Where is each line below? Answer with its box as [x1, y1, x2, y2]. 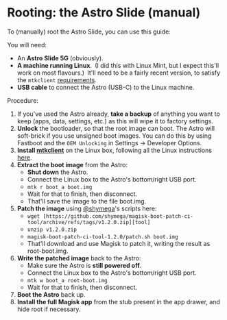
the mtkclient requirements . [16, 75, 97, 84]
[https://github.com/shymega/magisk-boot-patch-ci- [43, 212, 194, 220]
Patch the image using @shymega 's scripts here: [16, 204, 157, 212]
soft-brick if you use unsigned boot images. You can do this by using [16, 132, 212, 140]
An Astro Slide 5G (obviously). [16, 53, 104, 62]
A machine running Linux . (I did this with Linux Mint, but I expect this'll [16, 61, 219, 69]
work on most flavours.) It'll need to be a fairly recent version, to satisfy [16, 69, 221, 77]
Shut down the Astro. [27, 168, 88, 176]
